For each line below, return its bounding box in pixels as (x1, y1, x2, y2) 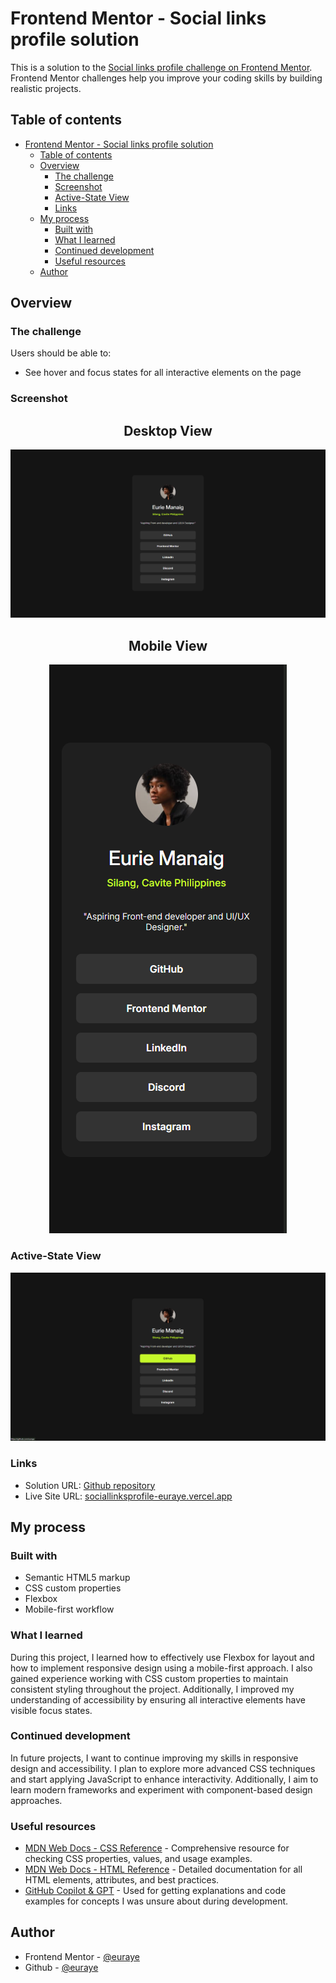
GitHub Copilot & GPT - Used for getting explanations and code (24, 1885, 287, 1897)
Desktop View (123, 422, 213, 439)
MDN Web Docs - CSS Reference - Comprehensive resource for (24, 1842, 290, 1854)
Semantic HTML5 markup (24, 1572, 131, 1584)
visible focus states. (10, 1704, 93, 1716)
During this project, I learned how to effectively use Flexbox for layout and (10, 1651, 315, 1663)
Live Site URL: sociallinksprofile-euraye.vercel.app (24, 1490, 233, 1502)
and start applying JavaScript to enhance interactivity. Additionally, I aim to (10, 1773, 319, 1785)
